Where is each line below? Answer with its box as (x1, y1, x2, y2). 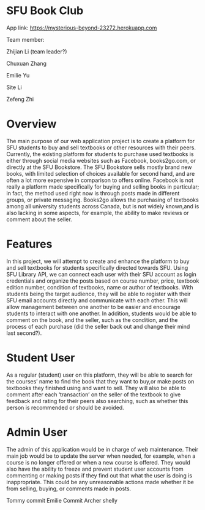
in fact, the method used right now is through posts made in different (6, 189, 180, 197)
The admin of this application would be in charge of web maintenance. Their (6, 445, 199, 453)
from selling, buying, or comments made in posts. (6, 485, 132, 492)
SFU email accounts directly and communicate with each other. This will (6, 296, 188, 304)
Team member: (6, 36, 45, 43)
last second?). (6, 329, 42, 337)
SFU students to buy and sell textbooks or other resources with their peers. (6, 144, 196, 151)
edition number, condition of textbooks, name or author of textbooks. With (6, 283, 193, 291)
